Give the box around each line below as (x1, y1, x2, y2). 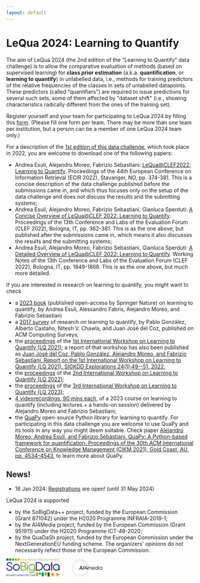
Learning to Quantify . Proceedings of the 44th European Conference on (14, 167, 192, 175)
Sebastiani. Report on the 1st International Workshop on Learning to (14, 356, 181, 363)
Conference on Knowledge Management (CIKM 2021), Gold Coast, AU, (14, 446, 189, 453)
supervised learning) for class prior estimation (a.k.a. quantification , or (6, 69, 184, 76)
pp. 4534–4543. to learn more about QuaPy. (14, 452, 124, 459)
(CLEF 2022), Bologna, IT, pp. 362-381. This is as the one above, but (14, 225, 184, 232)
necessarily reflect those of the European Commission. (14, 546, 150, 554)
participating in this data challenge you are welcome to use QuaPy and (14, 420, 189, 427)
